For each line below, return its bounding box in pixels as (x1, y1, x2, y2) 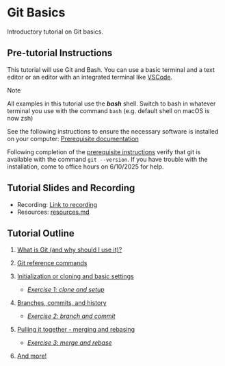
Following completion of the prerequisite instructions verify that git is (7, 147, 201, 156)
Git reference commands (16, 259, 88, 267)
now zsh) (7, 114, 34, 122)
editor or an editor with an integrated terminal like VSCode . (7, 73, 173, 81)
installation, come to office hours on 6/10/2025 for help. (7, 162, 164, 171)
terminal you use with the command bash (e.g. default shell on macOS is (7, 106, 210, 114)
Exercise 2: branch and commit (27, 312, 116, 320)
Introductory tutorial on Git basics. (7, 27, 104, 36)
